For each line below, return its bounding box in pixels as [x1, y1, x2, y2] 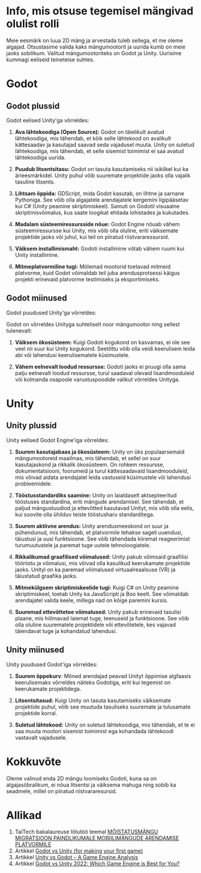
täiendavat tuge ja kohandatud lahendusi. [14, 627, 117, 634]
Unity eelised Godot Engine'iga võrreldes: [6, 436, 109, 443]
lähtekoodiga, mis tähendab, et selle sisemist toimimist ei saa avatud [14, 147, 184, 154]
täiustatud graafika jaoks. [14, 572, 78, 580]
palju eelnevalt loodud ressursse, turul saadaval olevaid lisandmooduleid [14, 369, 194, 376]
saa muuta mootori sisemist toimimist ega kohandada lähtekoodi [14, 727, 174, 734]
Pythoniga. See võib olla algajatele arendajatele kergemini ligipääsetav [14, 196, 189, 203]
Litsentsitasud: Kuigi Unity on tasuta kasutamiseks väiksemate [14, 697, 171, 704]
